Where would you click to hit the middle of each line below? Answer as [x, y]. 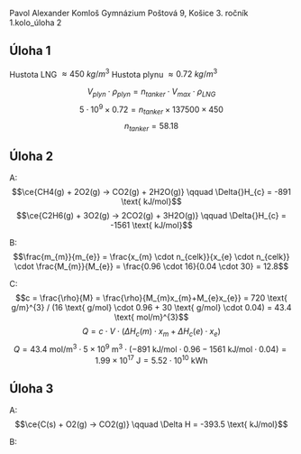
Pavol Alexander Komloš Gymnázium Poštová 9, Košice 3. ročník [129, 13]
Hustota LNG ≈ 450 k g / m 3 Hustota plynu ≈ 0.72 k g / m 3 [114, 73]
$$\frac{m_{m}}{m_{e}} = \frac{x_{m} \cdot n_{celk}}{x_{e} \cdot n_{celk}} [151, 257]
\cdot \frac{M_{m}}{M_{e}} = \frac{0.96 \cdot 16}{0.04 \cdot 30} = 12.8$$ [151, 266]
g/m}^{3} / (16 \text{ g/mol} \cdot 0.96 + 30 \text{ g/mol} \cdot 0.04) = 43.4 [151, 308]
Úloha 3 [32, 389]
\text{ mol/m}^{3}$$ [151, 317]
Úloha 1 [30, 51]
